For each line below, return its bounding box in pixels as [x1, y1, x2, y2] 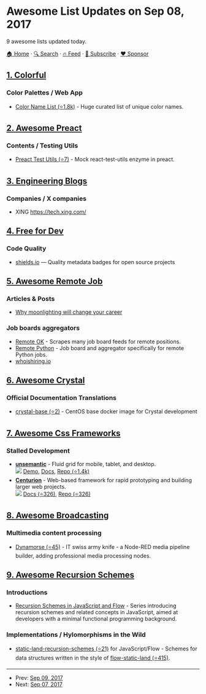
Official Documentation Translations [6, 393, 116, 402]
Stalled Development [6, 446, 71, 455]
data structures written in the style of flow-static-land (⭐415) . [15, 654, 170, 661]
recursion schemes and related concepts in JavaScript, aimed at [15, 609, 178, 616]
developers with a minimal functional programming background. [15, 615, 177, 623]
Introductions [6, 588, 48, 597]
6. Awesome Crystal [6, 375, 85, 386]
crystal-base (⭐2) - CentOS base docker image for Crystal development [15, 408, 197, 415]
